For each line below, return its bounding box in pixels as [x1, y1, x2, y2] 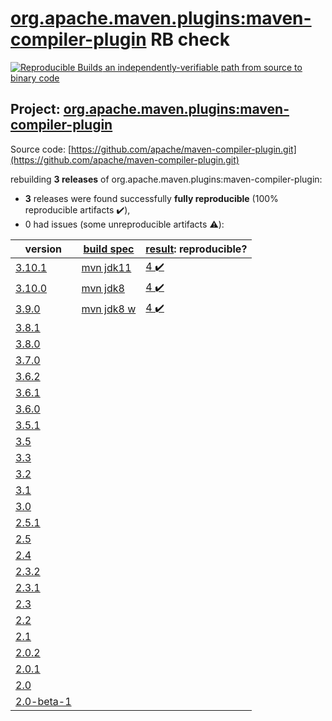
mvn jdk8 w [81, 302, 137, 316]
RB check [150, 28, 231, 51]
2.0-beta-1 [15, 694, 72, 708]
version [24, 242, 62, 256]
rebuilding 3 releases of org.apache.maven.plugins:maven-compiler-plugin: [10, 173, 323, 185]
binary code [10, 72, 60, 84]
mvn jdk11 [81, 261, 132, 275]
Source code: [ [10, 143, 72, 155]
